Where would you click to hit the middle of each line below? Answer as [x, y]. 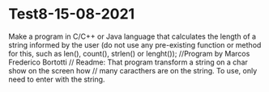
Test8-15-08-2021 [72, 14]
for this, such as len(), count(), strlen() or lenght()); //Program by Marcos [129, 53]
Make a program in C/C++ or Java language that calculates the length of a [132, 36]
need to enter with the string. [57, 79]
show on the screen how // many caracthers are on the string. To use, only [133, 70]
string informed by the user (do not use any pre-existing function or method [135, 44]
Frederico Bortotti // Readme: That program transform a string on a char [128, 62]
